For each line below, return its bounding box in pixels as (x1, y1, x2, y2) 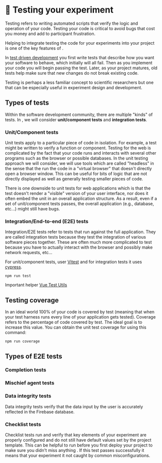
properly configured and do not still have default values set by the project (5, 437, 151, 443)
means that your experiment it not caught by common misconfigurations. (5, 452, 150, 458)
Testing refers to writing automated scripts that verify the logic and (5, 20, 138, 26)
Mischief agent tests (5, 380, 55, 386)
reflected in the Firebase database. (5, 409, 75, 415)
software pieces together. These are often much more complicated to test (5, 239, 152, 245)
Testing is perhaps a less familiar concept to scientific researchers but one (5, 80, 154, 85)
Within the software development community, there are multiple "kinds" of (5, 112, 153, 117)
